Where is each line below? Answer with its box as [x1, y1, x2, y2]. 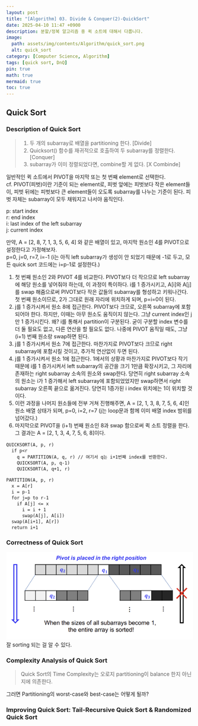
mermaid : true [6, 78, 41, 84]
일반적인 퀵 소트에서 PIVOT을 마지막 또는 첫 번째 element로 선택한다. [6, 173, 166, 180]
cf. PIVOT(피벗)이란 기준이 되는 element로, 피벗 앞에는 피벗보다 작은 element [6, 180, 186, 188]
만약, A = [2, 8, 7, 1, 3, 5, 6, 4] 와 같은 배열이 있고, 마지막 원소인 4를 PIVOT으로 [6, 238, 190, 246]
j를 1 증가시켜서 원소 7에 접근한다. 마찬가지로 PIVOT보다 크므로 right [14, 340, 173, 347]
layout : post [6, 9, 39, 15]
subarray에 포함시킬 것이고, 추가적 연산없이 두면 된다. [14, 347, 139, 354]
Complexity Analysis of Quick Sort [6, 656, 108, 664]
